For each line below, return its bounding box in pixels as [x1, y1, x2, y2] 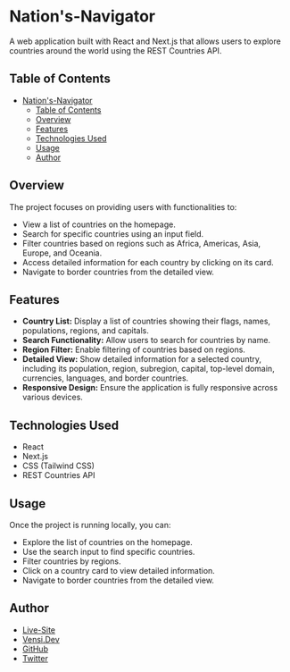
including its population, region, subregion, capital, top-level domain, [21, 364, 275, 374]
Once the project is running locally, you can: [9, 520, 171, 530]
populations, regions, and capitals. [21, 325, 149, 336]
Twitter [21, 652, 49, 663]
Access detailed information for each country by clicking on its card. [21, 256, 274, 267]
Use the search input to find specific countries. [21, 547, 195, 557]
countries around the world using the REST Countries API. [9, 45, 222, 55]
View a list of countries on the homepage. [21, 219, 176, 230]
